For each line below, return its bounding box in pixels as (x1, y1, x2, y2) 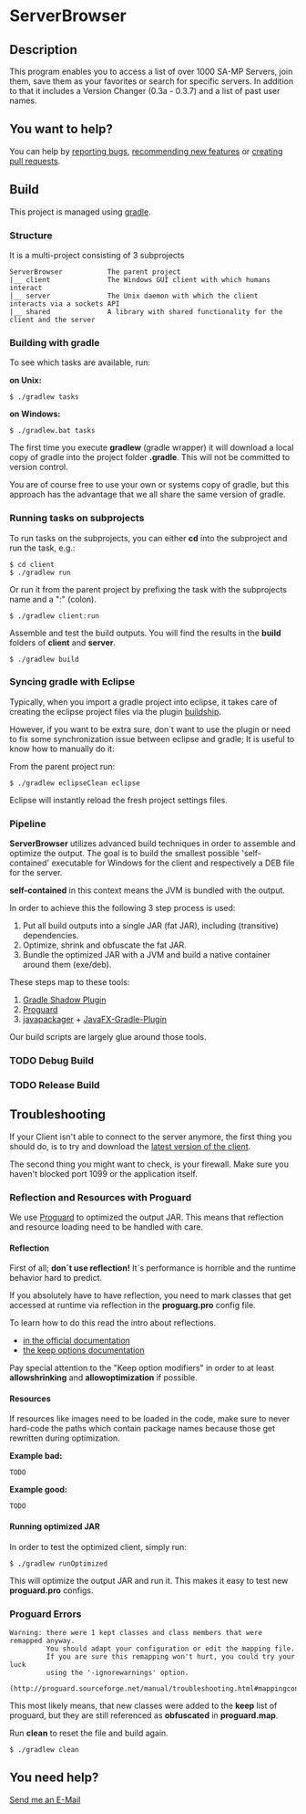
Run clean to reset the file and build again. (9, 1727, 168, 1738)
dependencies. (22, 930, 79, 941)
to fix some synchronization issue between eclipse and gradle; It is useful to (9, 733, 295, 744)
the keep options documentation (22, 1345, 145, 1356)
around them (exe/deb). (22, 959, 112, 970)
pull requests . (9, 155, 61, 166)
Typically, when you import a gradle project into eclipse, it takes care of (9, 696, 278, 708)
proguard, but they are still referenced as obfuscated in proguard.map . (9, 1709, 279, 1721)
